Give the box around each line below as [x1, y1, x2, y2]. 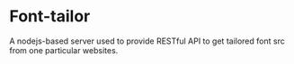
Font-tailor [9, 6, 91, 27]
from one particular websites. [9, 44, 119, 55]
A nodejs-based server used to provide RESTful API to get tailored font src [9, 36, 285, 46]
